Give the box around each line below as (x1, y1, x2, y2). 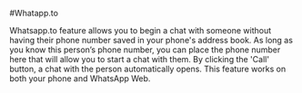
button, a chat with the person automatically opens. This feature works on (9, 63, 287, 74)
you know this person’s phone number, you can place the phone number (9, 44, 281, 55)
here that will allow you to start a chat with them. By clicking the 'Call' (9, 54, 270, 64)
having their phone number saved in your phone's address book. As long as (9, 35, 294, 45)
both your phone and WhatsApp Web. (9, 73, 151, 84)
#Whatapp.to (9, 8, 59, 18)
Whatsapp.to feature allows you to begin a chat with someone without (9, 25, 272, 35)
